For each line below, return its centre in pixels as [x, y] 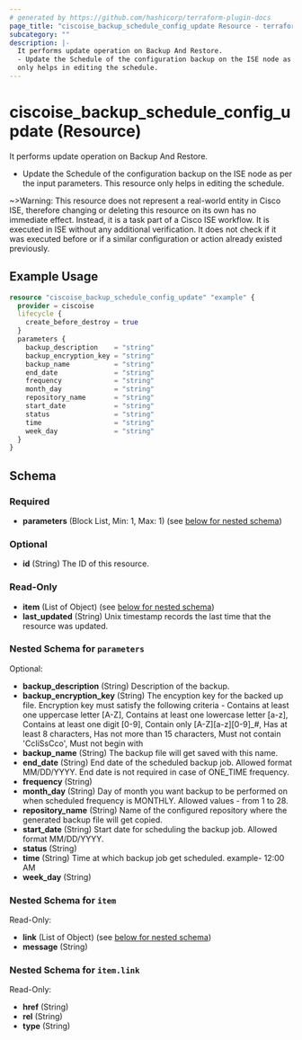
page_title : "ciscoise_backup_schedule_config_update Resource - [134, 26]
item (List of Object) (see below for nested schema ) [118, 607]
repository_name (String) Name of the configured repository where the [155, 810]
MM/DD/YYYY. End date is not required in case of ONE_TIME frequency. [155, 772]
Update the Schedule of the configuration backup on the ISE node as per [157, 173]
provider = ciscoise [56, 306]
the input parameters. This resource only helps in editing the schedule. [153, 183]
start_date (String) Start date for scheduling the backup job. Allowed [150, 829]
